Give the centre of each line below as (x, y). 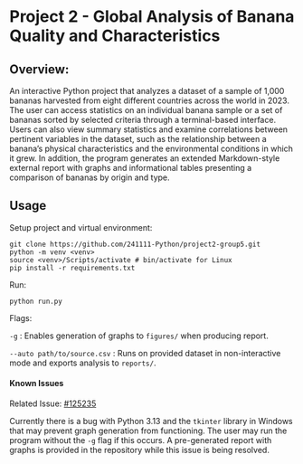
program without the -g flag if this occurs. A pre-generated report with (141, 440)
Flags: (21, 317)
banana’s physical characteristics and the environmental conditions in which (151, 148)
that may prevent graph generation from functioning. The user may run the (148, 431)
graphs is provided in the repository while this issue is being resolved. (139, 450)
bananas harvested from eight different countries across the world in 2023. (149, 100)
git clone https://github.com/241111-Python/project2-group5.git (135, 244)
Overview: (39, 69)
